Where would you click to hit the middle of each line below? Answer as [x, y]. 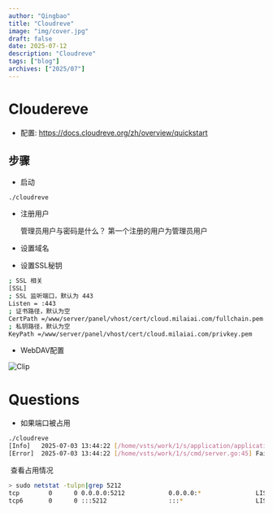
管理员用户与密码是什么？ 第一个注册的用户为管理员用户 [114, 231]
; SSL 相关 [26, 281]
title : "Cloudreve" [41, 24]
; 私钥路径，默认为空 [39, 326]
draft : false [30, 39]
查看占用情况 [32, 470]
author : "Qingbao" [39, 16]
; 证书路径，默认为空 [39, 311]
